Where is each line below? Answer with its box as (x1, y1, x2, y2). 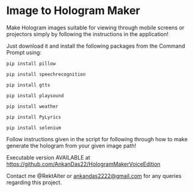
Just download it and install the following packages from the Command (6, 42, 185, 50)
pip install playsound (6, 92, 64, 98)
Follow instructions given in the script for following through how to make (6, 135, 188, 142)
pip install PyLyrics (6, 114, 62, 120)
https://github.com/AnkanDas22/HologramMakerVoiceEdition (6, 160, 160, 168)
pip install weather (6, 103, 59, 109)
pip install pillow (6, 61, 56, 67)
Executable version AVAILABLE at (6, 153, 90, 161)
